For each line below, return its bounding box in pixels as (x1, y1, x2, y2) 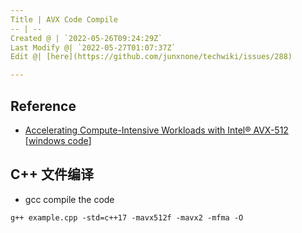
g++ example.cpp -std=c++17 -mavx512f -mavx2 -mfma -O (10, 212, 244, 223)
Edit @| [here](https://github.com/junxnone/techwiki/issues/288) (10, 52, 293, 62)
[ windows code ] (24, 134, 92, 146)
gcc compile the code (24, 193, 115, 205)
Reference (10, 97, 77, 115)
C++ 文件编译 (10, 166, 95, 183)
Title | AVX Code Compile (10, 14, 118, 25)
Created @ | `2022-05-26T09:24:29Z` (10, 33, 163, 43)
